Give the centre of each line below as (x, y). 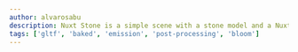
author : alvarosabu (45, 17)
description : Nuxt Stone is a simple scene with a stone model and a (141, 26)
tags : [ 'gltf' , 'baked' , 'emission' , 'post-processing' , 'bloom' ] (134, 33)
